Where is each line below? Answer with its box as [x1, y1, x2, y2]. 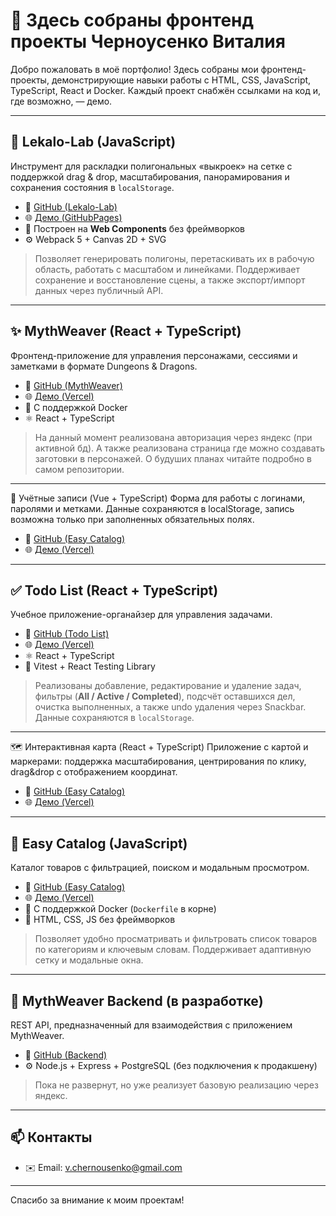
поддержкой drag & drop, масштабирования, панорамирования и [10, 170, 290, 183]
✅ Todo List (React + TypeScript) [10, 582, 219, 599]
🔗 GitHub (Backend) [24, 1049, 108, 1061]
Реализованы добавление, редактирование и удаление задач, [34, 680, 302, 692]
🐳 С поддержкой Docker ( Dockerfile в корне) [24, 903, 217, 915]
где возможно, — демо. [10, 95, 113, 107]
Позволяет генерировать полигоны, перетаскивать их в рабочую [34, 252, 315, 264]
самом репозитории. [34, 463, 125, 475]
